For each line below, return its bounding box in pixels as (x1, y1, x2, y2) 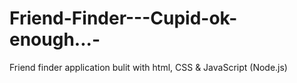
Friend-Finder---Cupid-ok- (9, 7, 238, 30)
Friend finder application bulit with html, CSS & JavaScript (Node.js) (9, 61, 288, 73)
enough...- (9, 28, 101, 51)
